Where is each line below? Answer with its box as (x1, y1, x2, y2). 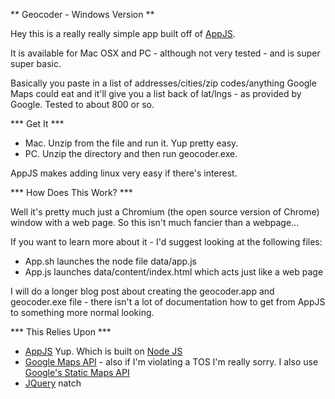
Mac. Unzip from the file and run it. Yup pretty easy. (24, 137, 239, 149)
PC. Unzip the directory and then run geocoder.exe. (24, 148, 238, 159)
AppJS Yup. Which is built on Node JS (24, 345, 183, 357)
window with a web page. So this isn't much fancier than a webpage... (10, 217, 300, 228)
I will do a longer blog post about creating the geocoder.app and (10, 285, 275, 297)
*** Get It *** (10, 118, 65, 129)
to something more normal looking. (10, 307, 155, 318)
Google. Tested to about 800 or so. (10, 99, 155, 110)
